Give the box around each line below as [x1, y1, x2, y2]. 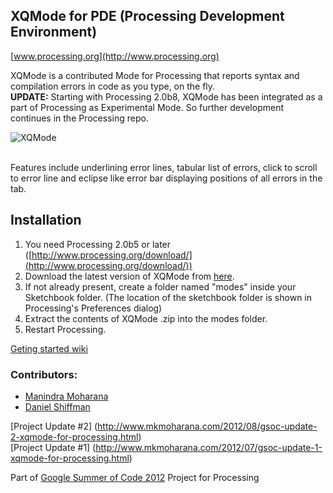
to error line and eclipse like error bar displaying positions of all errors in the [10, 172, 323, 184]
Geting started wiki [10, 342, 88, 354]
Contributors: [10, 367, 78, 381]
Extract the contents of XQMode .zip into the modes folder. [24, 312, 268, 324]
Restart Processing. [24, 323, 107, 335]
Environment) [10, 24, 98, 41]
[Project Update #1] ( [10, 441, 97, 453]
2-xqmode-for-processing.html [10, 430, 139, 443]
